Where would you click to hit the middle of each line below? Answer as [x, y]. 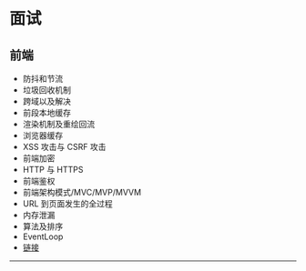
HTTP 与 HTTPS [53, 170]
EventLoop [43, 236]
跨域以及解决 [46, 101]
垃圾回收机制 [46, 90]
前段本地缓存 [46, 113]
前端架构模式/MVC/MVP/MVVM [82, 192]
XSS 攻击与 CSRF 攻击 [64, 147]
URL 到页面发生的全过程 [68, 204]
